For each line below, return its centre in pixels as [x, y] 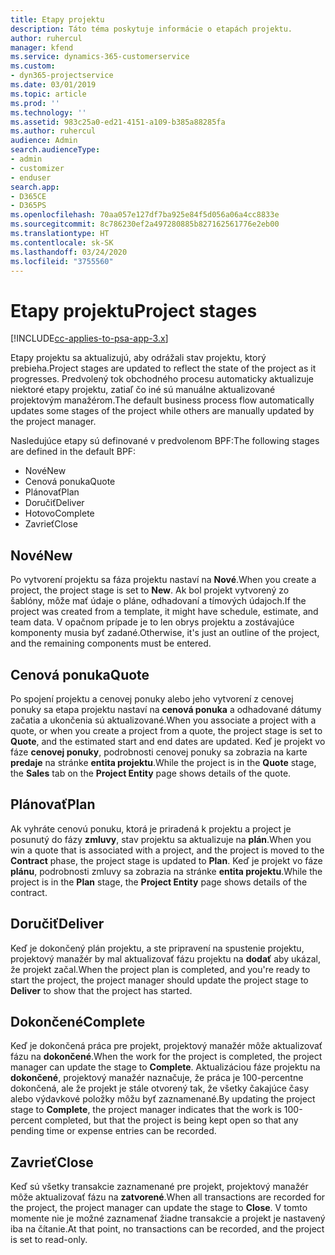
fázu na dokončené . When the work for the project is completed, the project [166, 1057]
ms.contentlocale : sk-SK [62, 242]
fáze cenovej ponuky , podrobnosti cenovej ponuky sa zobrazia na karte [159, 752]
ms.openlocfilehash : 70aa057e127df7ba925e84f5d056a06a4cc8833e [145, 215]
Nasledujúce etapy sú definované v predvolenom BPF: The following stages [165, 441]
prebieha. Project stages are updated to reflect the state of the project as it [163, 368]
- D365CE [28, 196]
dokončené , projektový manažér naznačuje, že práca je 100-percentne [157, 1078]
